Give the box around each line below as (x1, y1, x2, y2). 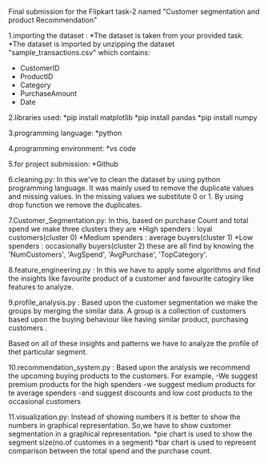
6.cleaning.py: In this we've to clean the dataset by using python (8, 175, 221, 184)
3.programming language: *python (8, 128, 122, 138)
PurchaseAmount (19, 89, 78, 98)
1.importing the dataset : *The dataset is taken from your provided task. (8, 31, 244, 40)
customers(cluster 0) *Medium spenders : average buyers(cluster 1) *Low (8, 233, 254, 242)
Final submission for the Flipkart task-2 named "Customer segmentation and (8, 7, 260, 16)
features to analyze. (8, 282, 74, 291)
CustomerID (19, 63, 60, 73)
